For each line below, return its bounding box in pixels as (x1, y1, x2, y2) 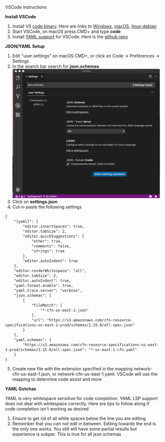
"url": (31, 318, 45, 323)
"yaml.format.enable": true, (14, 283, 74, 288)
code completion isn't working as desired (5, 406, 89, 412)
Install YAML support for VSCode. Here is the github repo (12, 34, 128, 39)
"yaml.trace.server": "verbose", (14, 288, 82, 293)
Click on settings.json (12, 199, 58, 205)
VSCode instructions (5, 4, 47, 10)
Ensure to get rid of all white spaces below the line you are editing (12, 415, 146, 421)
